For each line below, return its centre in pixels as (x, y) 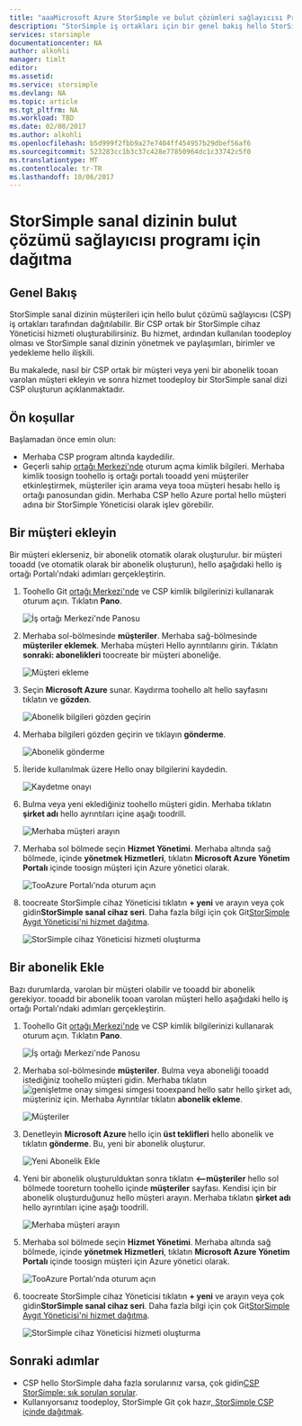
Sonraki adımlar (54, 1361)
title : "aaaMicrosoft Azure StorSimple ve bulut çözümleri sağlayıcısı (146, 18)
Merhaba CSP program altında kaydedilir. (98, 457)
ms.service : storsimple (54, 85)
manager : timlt (38, 59)
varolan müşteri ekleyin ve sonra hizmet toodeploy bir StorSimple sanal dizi (148, 380)
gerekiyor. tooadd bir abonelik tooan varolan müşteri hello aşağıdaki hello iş (149, 999)
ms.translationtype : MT (54, 160)
